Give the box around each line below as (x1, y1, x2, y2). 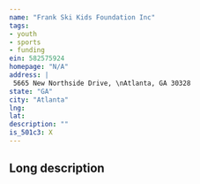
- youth (9, 29, 38, 38)
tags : (9, 21, 29, 30)
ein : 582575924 (9, 54, 65, 63)
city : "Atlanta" (9, 95, 69, 104)
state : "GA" (9, 87, 53, 96)
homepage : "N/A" (9, 63, 69, 72)
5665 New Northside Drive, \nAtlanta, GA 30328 (12, 79, 191, 88)
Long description (9, 161, 105, 176)
